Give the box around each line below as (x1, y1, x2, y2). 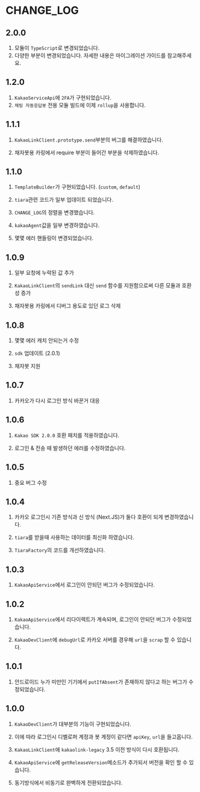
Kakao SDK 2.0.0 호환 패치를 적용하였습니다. (14, 431, 120, 438)
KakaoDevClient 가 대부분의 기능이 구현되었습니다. (14, 720, 132, 728)
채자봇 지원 (14, 363, 41, 370)
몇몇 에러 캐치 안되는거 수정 (14, 337, 80, 344)
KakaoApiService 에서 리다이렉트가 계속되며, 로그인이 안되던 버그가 (14, 616, 171, 623)
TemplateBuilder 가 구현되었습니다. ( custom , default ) (14, 183, 141, 190)
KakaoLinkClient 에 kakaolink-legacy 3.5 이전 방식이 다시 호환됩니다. (14, 746, 180, 753)
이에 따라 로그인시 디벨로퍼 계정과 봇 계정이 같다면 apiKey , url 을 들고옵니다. (14, 733, 193, 740)
